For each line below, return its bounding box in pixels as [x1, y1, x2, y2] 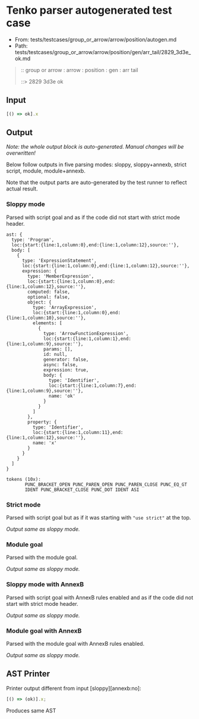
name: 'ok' [48, 393, 76, 399]
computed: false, [27, 289, 70, 295]
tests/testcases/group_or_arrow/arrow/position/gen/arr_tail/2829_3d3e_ [14, 48, 191, 55]
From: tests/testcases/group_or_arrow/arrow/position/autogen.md [14, 36, 177, 43]
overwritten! [6, 149, 36, 157]
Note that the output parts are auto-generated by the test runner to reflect [6, 179, 187, 186]
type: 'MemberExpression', [27, 273, 94, 279]
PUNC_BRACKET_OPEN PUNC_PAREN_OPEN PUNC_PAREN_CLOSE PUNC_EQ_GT [24, 482, 187, 487]
